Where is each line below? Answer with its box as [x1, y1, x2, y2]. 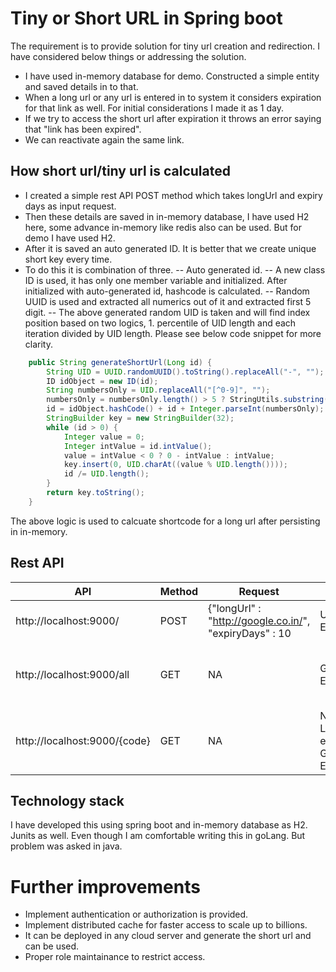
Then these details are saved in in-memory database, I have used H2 [24, 210, 310, 222]
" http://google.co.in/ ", [208, 613, 311, 627]
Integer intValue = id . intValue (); [63, 441, 213, 451]
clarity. [24, 338, 53, 350]
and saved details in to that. [24, 80, 139, 92]
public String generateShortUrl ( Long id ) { [28, 357, 213, 367]
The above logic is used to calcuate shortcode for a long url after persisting [10, 515, 321, 527]
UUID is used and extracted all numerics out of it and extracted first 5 [24, 295, 312, 307]
